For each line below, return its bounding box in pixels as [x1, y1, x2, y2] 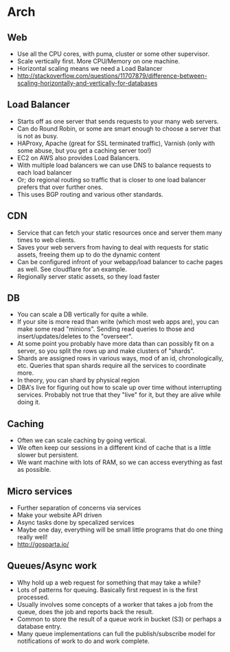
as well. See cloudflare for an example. [16, 265, 127, 273]
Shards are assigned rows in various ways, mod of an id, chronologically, [16, 354, 224, 362]
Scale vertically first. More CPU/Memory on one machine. [16, 57, 181, 65]
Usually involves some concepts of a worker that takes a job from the [16, 600, 214, 609]
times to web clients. [16, 235, 76, 244]
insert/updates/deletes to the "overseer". [16, 332, 133, 340]
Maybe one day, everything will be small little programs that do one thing [16, 525, 223, 534]
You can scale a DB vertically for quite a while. [16, 310, 149, 318]
